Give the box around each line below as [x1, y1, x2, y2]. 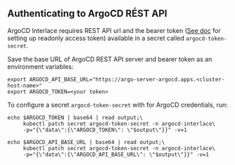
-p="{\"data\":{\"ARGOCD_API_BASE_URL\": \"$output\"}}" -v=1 [23, 151, 210, 158]
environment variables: [7, 62, 74, 71]
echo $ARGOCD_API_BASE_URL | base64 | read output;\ [7, 138, 165, 145]
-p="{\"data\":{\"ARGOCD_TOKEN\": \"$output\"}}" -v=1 [23, 126, 188, 133]
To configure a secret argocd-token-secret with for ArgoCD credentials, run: [7, 100, 229, 109]
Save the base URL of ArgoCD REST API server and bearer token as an [7, 55, 212, 63]
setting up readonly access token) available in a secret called [7, 34, 185, 42]
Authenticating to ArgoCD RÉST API [7, 8, 167, 20]
